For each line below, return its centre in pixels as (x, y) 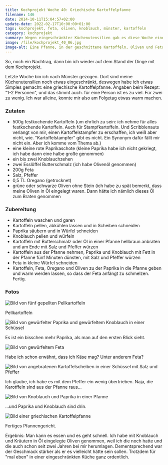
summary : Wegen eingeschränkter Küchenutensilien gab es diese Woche (79, 38)
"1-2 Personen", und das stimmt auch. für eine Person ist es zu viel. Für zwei (84, 92)
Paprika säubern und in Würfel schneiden (55, 231)
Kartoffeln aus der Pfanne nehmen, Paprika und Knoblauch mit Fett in (84, 252)
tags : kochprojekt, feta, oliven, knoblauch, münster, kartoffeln (76, 29)
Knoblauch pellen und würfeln (43, 236)
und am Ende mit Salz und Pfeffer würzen (55, 247)
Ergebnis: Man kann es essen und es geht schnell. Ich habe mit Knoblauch (82, 435)
